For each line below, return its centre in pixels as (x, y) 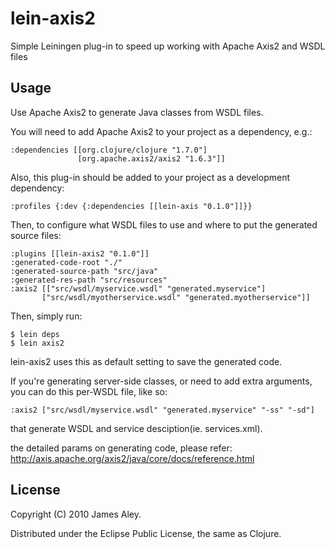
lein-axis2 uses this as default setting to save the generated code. (146, 361)
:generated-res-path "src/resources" (89, 280)
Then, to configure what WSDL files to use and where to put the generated (164, 224)
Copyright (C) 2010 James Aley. (76, 514)
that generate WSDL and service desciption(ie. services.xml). (136, 428)
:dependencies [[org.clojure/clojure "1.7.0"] (109, 150)
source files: (36, 235)
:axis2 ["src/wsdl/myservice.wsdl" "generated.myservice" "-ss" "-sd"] (162, 410)
